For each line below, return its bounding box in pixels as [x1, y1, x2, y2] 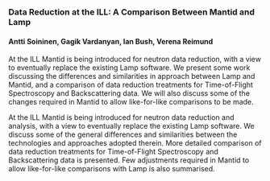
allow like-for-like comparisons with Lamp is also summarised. [8, 164, 215, 174]
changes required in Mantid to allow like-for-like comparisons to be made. [8, 97, 254, 107]
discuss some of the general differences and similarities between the [8, 130, 238, 139]
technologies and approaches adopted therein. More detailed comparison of [8, 138, 262, 148]
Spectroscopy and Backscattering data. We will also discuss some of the [8, 88, 250, 98]
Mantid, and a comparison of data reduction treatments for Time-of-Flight [8, 80, 254, 90]
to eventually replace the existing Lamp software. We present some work [8, 63, 251, 72]
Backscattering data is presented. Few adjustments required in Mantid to [8, 155, 250, 165]
